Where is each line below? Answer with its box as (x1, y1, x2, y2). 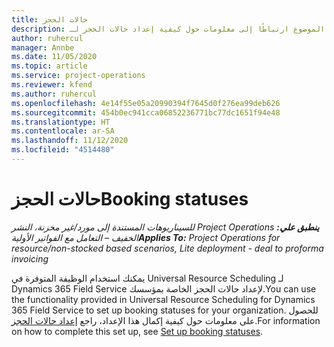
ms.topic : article (11, 61, 88, 71)
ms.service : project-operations (11, 71, 146, 81)
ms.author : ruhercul (11, 89, 98, 99)
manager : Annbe (11, 42, 75, 53)
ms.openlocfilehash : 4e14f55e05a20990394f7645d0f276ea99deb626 (11, 98, 281, 108)
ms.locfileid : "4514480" (11, 145, 115, 155)
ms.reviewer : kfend (11, 80, 93, 90)
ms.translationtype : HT (11, 117, 111, 127)
